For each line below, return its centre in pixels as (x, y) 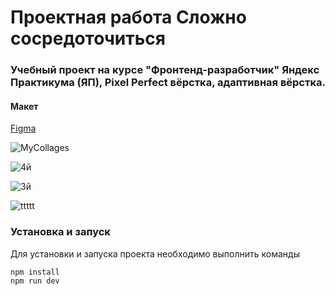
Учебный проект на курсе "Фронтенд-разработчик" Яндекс (165, 70)
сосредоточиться (88, 38)
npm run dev (35, 281)
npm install (35, 272)
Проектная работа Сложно (128, 17)
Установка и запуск (60, 232)
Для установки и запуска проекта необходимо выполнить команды (155, 253)
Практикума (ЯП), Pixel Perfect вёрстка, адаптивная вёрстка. (168, 83)
